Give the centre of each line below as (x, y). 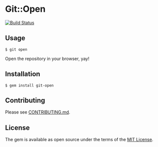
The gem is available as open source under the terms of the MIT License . (79, 140)
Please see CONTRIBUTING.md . (38, 112)
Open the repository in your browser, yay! (47, 59)
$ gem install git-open (30, 85)
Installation (23, 74)
